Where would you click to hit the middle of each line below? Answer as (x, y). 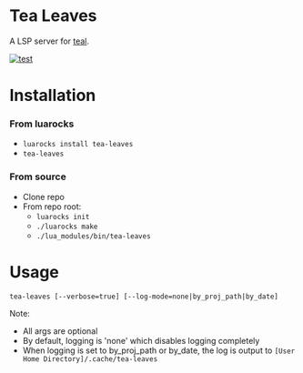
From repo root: (52, 207)
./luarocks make (67, 227)
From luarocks (42, 124)
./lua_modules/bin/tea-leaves (94, 236)
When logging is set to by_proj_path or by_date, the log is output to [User (159, 350)
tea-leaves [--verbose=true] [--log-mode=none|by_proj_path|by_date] (144, 297)
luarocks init (63, 217)
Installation (53, 96)
